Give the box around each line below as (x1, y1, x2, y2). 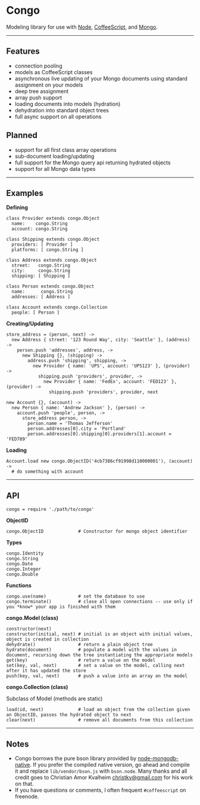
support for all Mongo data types (14, 165, 96, 172)
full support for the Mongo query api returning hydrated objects (14, 159, 171, 166)
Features (6, 46, 40, 57)
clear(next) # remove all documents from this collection (6, 717, 193, 723)
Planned (6, 130, 37, 140)
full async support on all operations (14, 113, 102, 120)
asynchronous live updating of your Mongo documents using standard (14, 75, 187, 82)
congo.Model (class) (6, 614, 58, 622)
